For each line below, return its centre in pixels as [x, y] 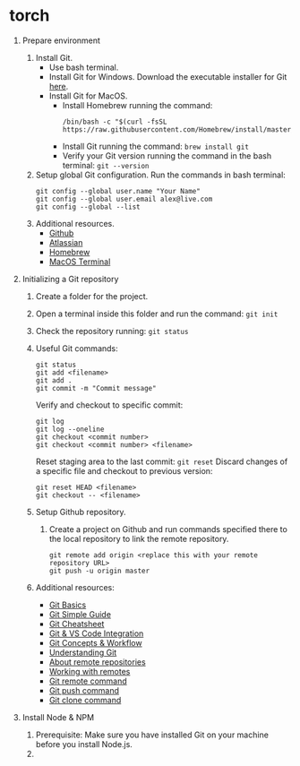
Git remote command [88, 681]
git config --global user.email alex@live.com [124, 199]
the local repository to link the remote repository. [139, 538]
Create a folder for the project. [92, 296]
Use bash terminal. [84, 67]
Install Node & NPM [58, 717]
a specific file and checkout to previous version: [124, 470]
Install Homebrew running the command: [137, 105]
